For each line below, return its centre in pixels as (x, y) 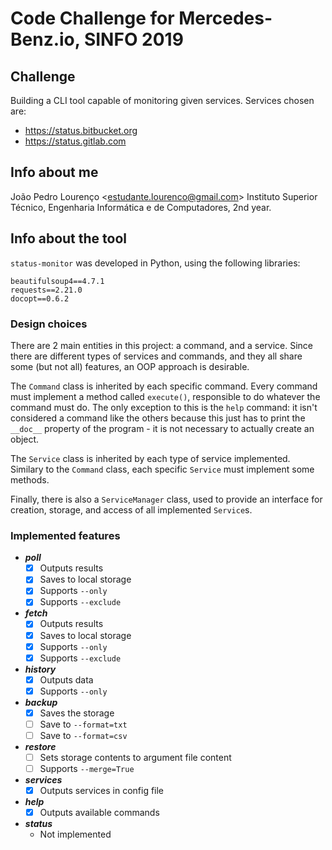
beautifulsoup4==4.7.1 (57, 281)
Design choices (49, 324)
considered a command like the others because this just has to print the (158, 418)
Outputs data (66, 679)
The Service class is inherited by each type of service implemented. (150, 458)
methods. (30, 479)
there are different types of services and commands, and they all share (156, 356)
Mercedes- (225, 18)
